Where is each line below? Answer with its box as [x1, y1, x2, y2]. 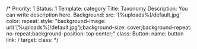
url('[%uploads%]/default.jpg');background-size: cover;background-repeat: [6, 24, 192, 31]
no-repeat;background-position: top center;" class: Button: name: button [6, 30, 184, 37]
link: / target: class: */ [6, 37, 59, 43]
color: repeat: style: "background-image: [6, 18, 106, 24]
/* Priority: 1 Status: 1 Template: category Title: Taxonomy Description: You [6, 5, 188, 12]
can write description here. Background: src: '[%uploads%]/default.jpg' [6, 11, 181, 18]
